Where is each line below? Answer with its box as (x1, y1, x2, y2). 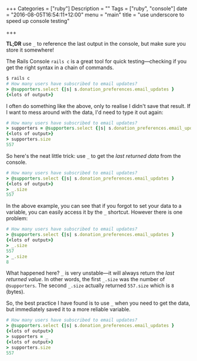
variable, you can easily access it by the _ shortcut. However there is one (6, 208, 183, 216)
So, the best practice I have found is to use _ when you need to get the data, (6, 299, 191, 307)
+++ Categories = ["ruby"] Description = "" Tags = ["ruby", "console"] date (6, 5, 188, 12)
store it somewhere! (6, 46, 55, 53)
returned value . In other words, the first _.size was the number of (6, 276, 165, 283)
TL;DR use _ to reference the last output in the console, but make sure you (6, 41, 186, 47)
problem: (6, 215, 28, 222)
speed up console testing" (6, 18, 70, 24)
